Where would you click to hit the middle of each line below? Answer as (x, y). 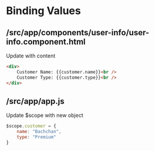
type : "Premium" (37, 137)
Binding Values (43, 11)
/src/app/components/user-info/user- (78, 33)
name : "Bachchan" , (39, 132)
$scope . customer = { (31, 126)
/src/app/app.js (35, 101)
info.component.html (46, 41)
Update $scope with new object (45, 115)
